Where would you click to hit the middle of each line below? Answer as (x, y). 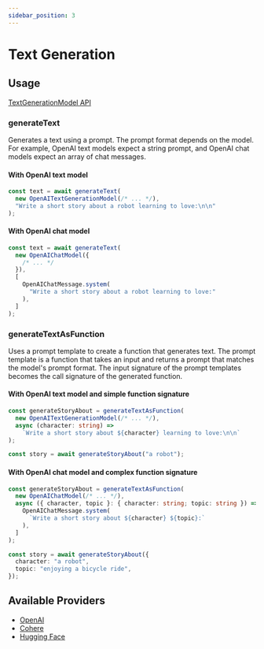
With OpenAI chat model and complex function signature (103, 472)
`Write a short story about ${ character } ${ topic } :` (117, 518)
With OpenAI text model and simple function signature (99, 394)
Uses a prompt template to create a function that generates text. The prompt (132, 350)
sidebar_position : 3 (42, 15)
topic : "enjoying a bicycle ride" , (73, 569)
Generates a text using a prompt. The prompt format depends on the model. (131, 139)
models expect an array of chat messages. (77, 156)
